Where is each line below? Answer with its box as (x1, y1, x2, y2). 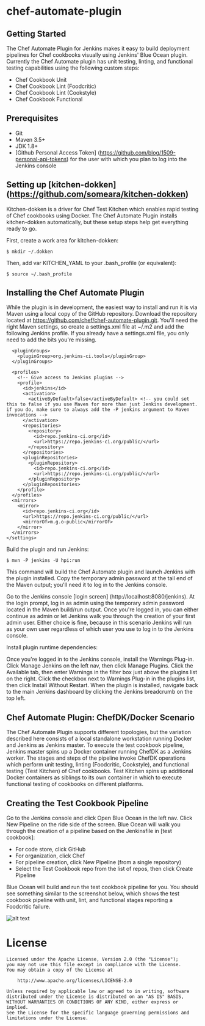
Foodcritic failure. (6, 903, 51, 911)
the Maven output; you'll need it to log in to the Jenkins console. (6, 581, 168, 589)
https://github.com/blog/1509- (99, 148, 176, 156)
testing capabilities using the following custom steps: (6, 64, 140, 71)
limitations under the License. (6, 1015, 88, 1021)
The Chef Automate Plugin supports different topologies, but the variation (6, 729, 191, 736)
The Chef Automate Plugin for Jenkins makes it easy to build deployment (6, 45, 190, 52)
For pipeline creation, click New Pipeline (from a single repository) (15, 859, 182, 866)
